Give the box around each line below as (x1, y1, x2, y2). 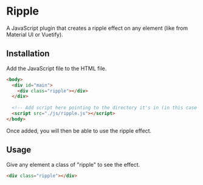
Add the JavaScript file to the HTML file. (6, 65, 107, 72)
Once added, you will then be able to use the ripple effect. (6, 127, 152, 134)
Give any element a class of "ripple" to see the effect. (6, 161, 140, 168)
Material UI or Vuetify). (6, 30, 64, 38)
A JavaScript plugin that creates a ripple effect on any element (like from (6, 24, 188, 32)
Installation (6, 49, 50, 59)
